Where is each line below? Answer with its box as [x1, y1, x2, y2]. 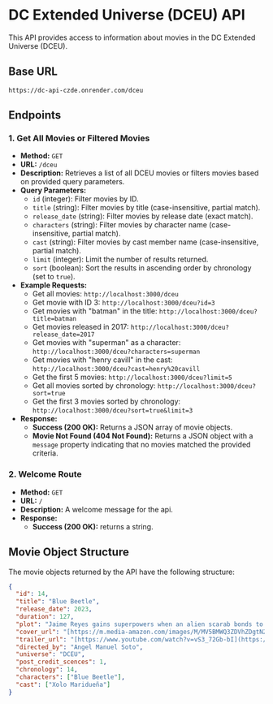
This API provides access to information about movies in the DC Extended [8, 32, 256, 42]
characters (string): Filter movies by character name [32, 220, 207, 230]
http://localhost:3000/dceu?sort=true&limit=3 [32, 407, 193, 415]
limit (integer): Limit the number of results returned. [32, 254, 209, 265]
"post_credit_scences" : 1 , [15, 658, 107, 667]
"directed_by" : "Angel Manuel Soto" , [15, 643, 144, 651]
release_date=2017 [32, 330, 95, 339]
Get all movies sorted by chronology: [32, 381, 156, 391]
